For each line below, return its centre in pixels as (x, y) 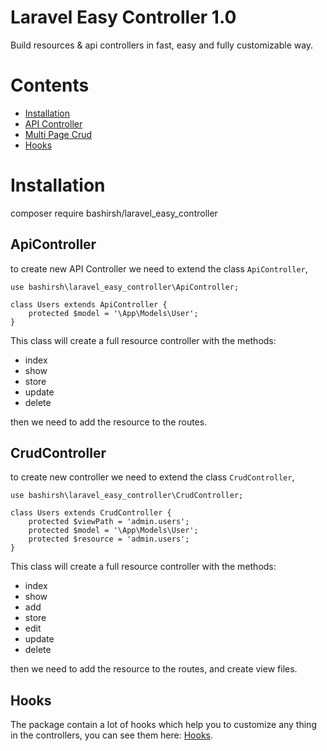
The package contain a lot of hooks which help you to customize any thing (163, 725)
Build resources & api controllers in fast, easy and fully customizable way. (162, 45)
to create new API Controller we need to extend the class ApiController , (159, 268)
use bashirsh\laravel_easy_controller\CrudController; (127, 496)
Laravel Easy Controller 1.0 (123, 17)
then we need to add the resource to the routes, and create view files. (154, 669)
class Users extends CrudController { (91, 513)
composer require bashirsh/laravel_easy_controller (114, 213)
